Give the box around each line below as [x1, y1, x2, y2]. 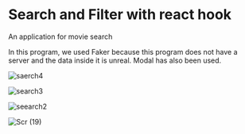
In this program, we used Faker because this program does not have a [8, 47, 238, 56]
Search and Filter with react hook [8, 6, 232, 24]
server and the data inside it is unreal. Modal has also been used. [8, 56, 222, 65]
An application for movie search [8, 32, 113, 41]
